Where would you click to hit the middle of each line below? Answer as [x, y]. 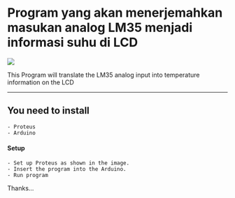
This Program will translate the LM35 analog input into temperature [104, 75]
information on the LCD [41, 82]
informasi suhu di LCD [73, 43]
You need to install [48, 111]
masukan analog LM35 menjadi [100, 28]
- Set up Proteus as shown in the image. [69, 163]
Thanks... [21, 188]
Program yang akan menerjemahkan [115, 13]
